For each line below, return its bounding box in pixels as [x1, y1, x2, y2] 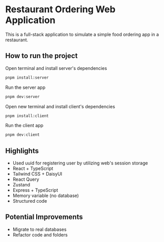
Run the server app [5, 84, 46, 90]
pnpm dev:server [5, 94, 40, 99]
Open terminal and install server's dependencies [5, 65, 107, 71]
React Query [12, 176, 39, 182]
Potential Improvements [5, 213, 83, 222]
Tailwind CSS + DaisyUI [12, 171, 63, 177]
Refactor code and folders [12, 231, 68, 238]
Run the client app [5, 123, 44, 129]
